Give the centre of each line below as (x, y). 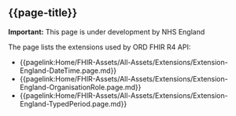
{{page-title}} (43, 13)
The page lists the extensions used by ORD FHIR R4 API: (100, 47)
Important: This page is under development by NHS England (107, 31)
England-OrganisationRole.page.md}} (80, 87)
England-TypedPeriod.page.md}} (73, 103)
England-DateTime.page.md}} (68, 71)
